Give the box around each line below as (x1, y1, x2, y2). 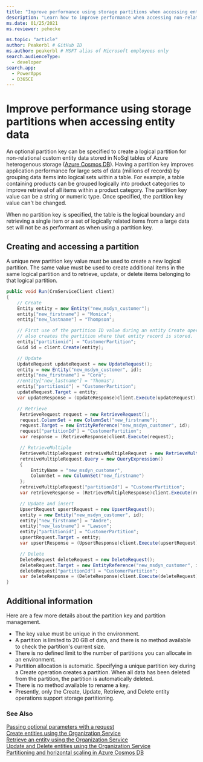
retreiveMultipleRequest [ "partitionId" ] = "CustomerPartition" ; (19, 484, 185, 490)
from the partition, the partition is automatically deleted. (14, 675, 154, 682)
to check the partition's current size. (14, 643, 106, 650)
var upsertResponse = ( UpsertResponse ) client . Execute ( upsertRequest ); (19, 540, 201, 546)
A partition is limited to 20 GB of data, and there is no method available (14, 636, 192, 643)
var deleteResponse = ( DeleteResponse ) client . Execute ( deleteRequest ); (19, 573, 201, 580)
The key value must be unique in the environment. (14, 630, 140, 637)
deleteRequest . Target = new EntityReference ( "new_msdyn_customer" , (19, 562, 193, 568)
